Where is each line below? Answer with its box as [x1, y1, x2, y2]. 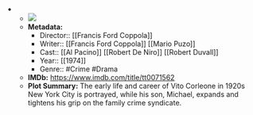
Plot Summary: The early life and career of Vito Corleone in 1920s [27, 81, 245, 90]
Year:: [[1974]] [39, 56, 86, 65]
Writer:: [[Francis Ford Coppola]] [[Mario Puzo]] [39, 39, 196, 48]
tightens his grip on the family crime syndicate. [27, 98, 182, 107]
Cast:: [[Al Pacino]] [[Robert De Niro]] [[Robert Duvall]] [39, 48, 219, 56]
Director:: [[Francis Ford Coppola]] [39, 31, 153, 40]
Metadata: [27, 22, 64, 32]
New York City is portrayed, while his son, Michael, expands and [27, 90, 239, 99]
